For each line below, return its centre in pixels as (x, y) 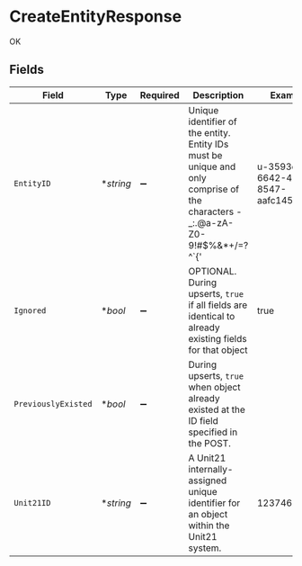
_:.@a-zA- (211, 222)
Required (160, 94)
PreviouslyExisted (53, 404)
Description (218, 94)
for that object (218, 350)
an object (208, 514)
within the (209, 526)
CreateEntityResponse (96, 17)
